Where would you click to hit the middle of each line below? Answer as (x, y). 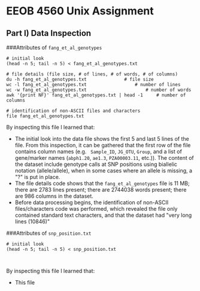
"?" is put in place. (37, 177)
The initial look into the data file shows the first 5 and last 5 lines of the (102, 139)
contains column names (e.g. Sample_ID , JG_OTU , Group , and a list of (99, 151)
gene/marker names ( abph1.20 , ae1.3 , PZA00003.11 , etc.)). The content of (104, 158)
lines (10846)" (32, 222)
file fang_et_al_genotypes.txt (45, 116)
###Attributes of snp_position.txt (49, 233)
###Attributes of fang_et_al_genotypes (54, 47)
